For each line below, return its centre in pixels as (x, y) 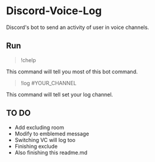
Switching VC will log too (45, 140)
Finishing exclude (36, 146)
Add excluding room (39, 127)
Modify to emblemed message (52, 134)
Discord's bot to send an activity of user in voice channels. (78, 27)
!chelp (28, 60)
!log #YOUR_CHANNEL (49, 83)
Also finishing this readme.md (51, 153)
